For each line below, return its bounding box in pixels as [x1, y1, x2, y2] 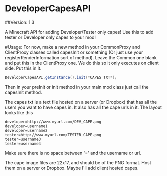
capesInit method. [5, 89, 42, 95]
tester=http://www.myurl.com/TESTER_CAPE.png [5, 132, 101, 137]
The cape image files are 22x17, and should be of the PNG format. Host [5, 159, 151, 165]
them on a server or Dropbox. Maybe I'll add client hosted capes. [5, 165, 139, 171]
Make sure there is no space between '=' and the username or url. [5, 150, 141, 156]
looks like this [5, 109, 33, 115]
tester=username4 [5, 141, 41, 146]
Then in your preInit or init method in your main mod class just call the [5, 84, 149, 90]
